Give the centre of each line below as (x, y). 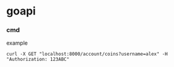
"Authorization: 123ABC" (38, 59)
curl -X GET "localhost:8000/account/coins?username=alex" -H (87, 54)
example (17, 43)
